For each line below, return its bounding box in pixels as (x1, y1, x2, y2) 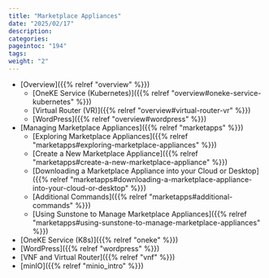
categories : (8, 34, 49, 43)
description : (8, 27, 53, 35)
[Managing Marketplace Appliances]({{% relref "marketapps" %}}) (20, 123, 244, 132)
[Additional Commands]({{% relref (32, 192, 148, 202)
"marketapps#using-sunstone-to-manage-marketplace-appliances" (32, 217, 261, 228)
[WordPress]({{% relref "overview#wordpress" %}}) (32, 114, 207, 124)
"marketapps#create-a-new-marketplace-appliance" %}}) (32, 157, 228, 167)
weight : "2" (8, 58, 49, 66)
